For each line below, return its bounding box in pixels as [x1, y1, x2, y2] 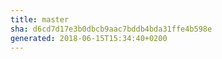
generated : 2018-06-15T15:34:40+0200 [10, 33, 168, 43]
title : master [10, 14, 70, 25]
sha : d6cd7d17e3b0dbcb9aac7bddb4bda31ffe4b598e [10, 24, 213, 34]
